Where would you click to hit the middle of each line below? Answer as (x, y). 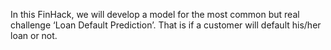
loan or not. (34, 35)
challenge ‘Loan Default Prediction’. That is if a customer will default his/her (166, 25)
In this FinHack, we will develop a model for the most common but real (155, 14)
